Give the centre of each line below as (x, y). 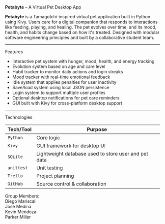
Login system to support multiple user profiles (59, 93)
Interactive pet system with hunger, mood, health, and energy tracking (83, 61)
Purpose (97, 129)
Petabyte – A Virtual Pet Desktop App (43, 7)
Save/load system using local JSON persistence (61, 87)
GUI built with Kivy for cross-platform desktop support (67, 103)
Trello (15, 176)
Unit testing (49, 168)
